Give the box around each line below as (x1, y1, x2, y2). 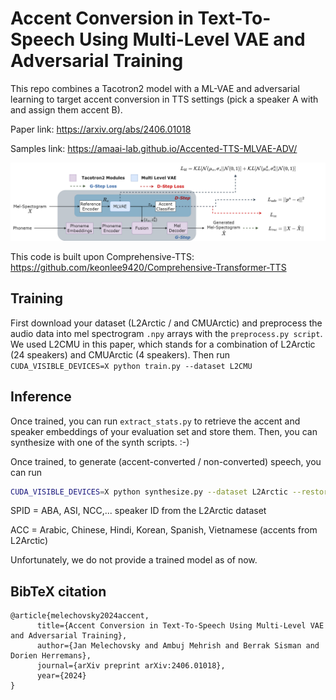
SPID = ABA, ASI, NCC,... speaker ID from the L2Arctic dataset (10, 505, 267, 517)
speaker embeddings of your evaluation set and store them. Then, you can (10, 425, 318, 437)
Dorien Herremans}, (10, 651, 92, 661)
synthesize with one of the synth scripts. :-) (10, 436, 190, 448)
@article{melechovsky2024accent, (10, 611, 150, 621)
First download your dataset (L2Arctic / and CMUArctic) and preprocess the (10, 317, 323, 329)
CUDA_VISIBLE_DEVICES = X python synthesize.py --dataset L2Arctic (10, 487, 288, 497)
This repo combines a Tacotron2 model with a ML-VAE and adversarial (10, 82, 300, 94)
